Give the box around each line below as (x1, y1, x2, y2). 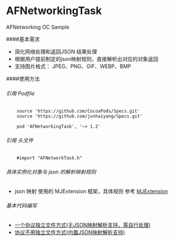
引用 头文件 (6, 137, 33, 144)
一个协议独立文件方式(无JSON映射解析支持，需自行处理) (14, 221, 151, 228)
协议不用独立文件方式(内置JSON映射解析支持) (14, 229, 125, 236)
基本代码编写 (6, 202, 37, 209)
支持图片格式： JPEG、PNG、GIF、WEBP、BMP (14, 63, 131, 70)
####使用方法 (6, 75, 40, 82)
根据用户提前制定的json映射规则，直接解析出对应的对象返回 (14, 55, 159, 62)
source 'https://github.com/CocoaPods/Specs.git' (16, 108, 141, 114)
